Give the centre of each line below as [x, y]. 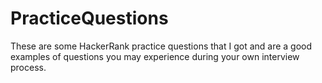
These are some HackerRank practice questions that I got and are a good [161, 46]
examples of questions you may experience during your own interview [155, 56]
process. [28, 67]
